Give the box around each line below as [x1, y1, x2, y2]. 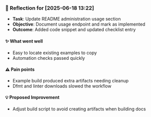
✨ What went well [5, 38, 43, 44]
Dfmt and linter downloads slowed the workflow [12, 83, 112, 89]
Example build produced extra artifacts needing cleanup [12, 77, 129, 83]
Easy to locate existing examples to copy [12, 50, 97, 56]
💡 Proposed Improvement [5, 94, 60, 100]
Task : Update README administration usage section [12, 16, 121, 22]
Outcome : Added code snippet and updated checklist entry [12, 27, 136, 33]
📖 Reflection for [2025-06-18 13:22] [5, 5, 94, 12]
